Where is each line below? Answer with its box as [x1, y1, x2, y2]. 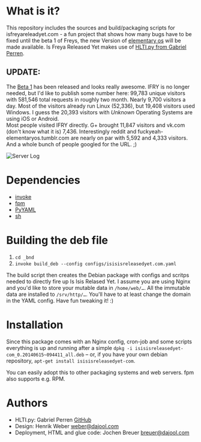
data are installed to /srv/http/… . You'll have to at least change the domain [6, 290, 191, 298]
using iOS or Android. [6, 115, 59, 122]
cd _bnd [14, 254, 34, 260]
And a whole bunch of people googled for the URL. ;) [6, 140, 137, 148]
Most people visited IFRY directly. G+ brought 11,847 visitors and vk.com [6, 121, 185, 129]
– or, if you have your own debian [85, 351, 168, 358]
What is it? [6, 4, 61, 18]
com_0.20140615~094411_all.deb [6, 352, 85, 358]
